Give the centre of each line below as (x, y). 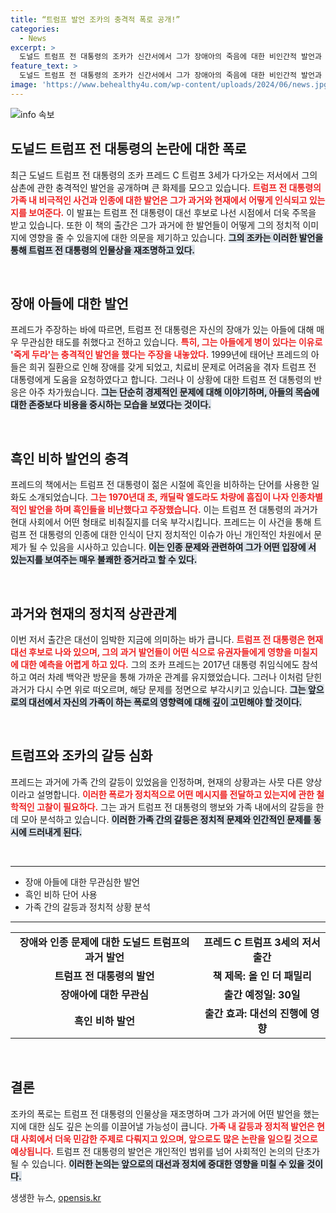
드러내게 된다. (55, 832)
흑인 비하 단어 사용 (61, 894)
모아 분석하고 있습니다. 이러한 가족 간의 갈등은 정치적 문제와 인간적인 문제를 (166, 819)
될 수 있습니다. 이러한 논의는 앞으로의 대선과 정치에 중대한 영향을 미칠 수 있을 (157, 1163)
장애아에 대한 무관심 (104, 994)
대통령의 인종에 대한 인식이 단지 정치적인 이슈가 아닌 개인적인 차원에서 (175, 535)
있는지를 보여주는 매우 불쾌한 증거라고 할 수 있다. (104, 560)
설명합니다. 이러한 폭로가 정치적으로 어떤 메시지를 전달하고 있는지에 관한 (175, 794)
